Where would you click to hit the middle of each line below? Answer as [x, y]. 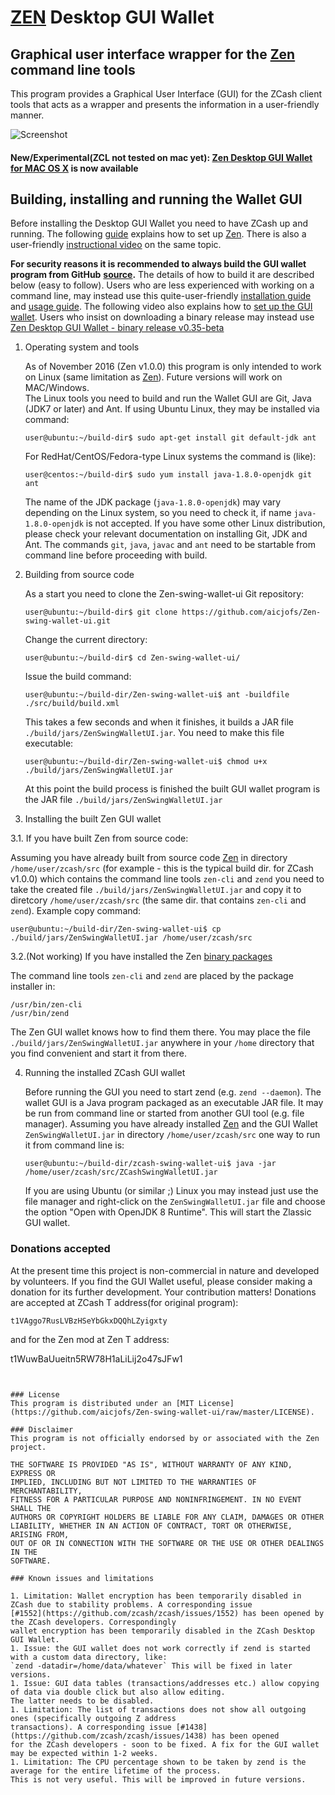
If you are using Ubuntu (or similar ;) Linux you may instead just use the [171, 1191]
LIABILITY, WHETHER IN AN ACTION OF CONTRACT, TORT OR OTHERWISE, [151, 1526]
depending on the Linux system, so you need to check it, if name [158, 513]
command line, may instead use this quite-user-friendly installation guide [161, 296]
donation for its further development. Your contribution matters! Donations [163, 1292]
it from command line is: [74, 1145]
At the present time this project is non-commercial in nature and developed [165, 1270]
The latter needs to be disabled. [82, 1701]
